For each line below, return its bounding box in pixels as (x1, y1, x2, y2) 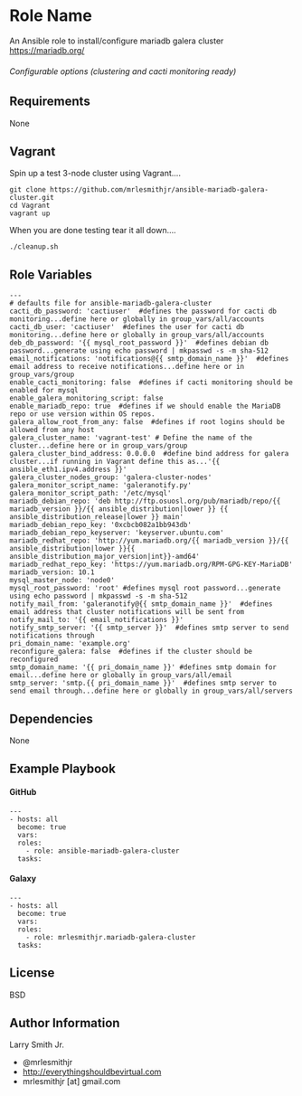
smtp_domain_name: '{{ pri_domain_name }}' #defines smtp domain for (9, 663, 278, 672)
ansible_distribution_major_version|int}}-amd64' (9, 553, 201, 562)
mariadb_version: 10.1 (9, 568, 95, 577)
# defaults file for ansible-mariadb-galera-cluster (9, 299, 212, 308)
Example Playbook (9, 761, 116, 777)
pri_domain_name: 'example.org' (9, 639, 131, 648)
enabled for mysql (9, 386, 79, 395)
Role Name (9, 5, 92, 26)
